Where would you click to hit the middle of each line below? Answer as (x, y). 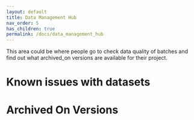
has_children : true (31, 29)
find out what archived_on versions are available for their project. (87, 58)
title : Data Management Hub (42, 17)
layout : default (27, 12)
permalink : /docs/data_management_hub (55, 34)
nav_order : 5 (23, 23)
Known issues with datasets (78, 82)
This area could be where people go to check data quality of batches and (97, 51)
